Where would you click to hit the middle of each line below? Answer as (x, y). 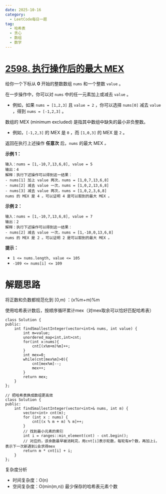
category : (15, 15)
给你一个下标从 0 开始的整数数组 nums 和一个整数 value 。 (64, 84)
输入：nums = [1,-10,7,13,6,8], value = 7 (49, 216)
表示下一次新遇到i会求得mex (30, 446)
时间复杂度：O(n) (30, 480)
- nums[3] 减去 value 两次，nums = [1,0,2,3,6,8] (56, 191)
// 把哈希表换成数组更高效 (29, 395)
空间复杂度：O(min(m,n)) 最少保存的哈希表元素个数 (65, 486)
